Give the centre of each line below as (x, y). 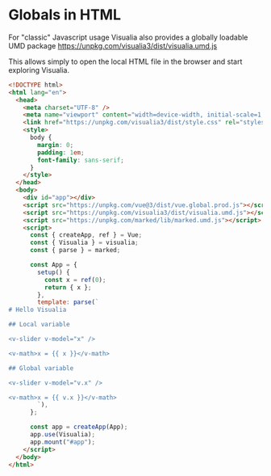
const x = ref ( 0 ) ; (75, 280)
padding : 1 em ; (61, 152)
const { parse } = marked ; (75, 251)
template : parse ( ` (68, 302)
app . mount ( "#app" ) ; (62, 442)
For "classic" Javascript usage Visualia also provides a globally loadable (128, 37)
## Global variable (41, 368)
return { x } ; (68, 287)
